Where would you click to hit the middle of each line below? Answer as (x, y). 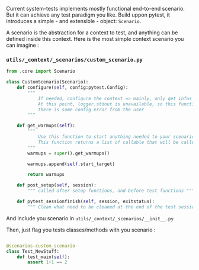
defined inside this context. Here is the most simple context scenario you (95, 39)
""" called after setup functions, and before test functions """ (111, 191)
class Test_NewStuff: (33, 251)
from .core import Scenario (41, 71)
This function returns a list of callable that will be (108, 142)
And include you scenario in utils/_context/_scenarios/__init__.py (90, 218)
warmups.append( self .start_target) (71, 164)
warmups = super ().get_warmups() (69, 153)
